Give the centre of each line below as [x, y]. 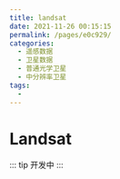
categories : [32, 43]
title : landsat [38, 18]
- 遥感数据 [35, 52]
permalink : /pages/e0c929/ [60, 35]
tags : [20, 85]
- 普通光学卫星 [42, 69]
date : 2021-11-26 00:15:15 [60, 26]
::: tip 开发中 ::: [36, 165]
